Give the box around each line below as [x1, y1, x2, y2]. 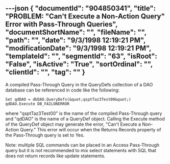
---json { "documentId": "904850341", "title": [5, 4, 156, 13]
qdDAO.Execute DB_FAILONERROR [5, 101, 70, 106]
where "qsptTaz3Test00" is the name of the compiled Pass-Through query [5, 110, 162, 116]
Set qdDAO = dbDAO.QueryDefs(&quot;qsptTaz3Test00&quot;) [5, 97, 131, 102]
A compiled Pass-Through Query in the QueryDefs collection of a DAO [5, 81, 153, 87]
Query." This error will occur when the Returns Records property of [20, 126, 161, 132]
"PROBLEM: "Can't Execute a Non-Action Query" [5, 12, 165, 21]
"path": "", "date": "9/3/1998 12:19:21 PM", [5, 36, 146, 45]
